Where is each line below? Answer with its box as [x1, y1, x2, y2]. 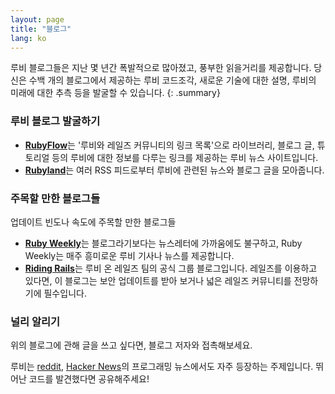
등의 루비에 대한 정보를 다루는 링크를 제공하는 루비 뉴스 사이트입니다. [51, 151, 319, 163]
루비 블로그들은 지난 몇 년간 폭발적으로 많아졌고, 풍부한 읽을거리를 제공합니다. [10, 62, 312, 74]
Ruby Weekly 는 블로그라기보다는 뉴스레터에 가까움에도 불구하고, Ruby [24, 237, 303, 249]
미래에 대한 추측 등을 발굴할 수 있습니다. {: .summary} [10, 87, 221, 99]
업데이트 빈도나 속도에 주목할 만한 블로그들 [10, 216, 177, 228]
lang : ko [10, 33, 47, 43]
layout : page [10, 14, 65, 25]
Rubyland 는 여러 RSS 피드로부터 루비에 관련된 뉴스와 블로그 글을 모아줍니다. [24, 164, 325, 176]
